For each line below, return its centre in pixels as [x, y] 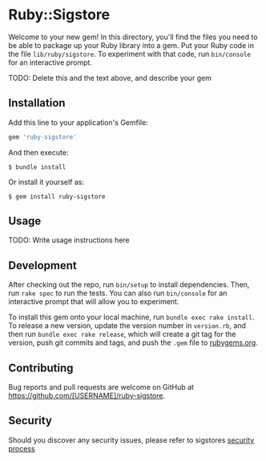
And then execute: [38, 152]
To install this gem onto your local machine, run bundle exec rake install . [131, 317]
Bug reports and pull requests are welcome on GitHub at [101, 387]
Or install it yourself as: [46, 182]
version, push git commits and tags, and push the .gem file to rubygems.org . [133, 343]
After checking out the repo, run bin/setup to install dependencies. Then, [129, 285]
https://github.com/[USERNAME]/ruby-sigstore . [87, 396]
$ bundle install [37, 167]
